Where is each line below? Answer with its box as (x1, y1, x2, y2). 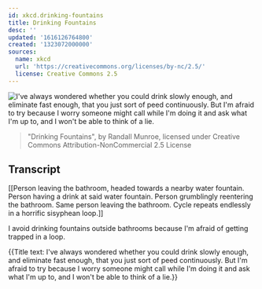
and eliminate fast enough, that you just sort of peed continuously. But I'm (8, 256, 248, 265)
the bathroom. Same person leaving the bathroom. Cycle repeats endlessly (8, 200, 252, 210)
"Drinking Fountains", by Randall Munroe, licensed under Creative (27, 131, 240, 141)
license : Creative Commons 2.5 (15, 70, 118, 78)
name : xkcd (15, 56, 51, 64)
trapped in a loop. (8, 232, 65, 242)
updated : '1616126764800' (8, 33, 93, 42)
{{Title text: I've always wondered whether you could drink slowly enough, (8, 247, 249, 257)
